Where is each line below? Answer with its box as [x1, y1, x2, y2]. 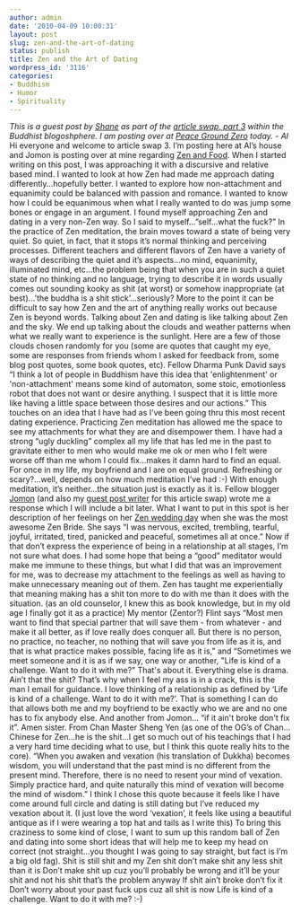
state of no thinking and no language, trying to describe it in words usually [9, 274, 284, 285]
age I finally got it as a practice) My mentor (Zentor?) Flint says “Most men [9, 608, 284, 619]
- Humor [9, 88, 39, 97]
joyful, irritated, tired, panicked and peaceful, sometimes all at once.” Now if [9, 531, 289, 542]
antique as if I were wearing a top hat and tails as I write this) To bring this [9, 818, 282, 829]
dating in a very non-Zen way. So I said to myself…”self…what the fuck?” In [9, 216, 286, 227]
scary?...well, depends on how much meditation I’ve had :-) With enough [9, 474, 278, 485]
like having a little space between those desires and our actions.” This [9, 398, 267, 408]
